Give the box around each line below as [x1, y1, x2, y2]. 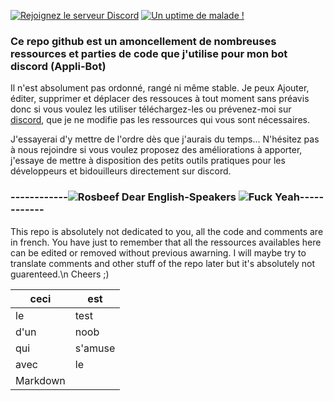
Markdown [15, 373, 66, 387]
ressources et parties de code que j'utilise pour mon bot [10, 46, 288, 60]
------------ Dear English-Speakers [10, 190, 237, 204]
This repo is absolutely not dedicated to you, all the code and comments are [10, 225, 324, 237]
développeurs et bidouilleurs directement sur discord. [10, 165, 232, 177]
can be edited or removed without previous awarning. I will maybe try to [10, 246, 307, 259]
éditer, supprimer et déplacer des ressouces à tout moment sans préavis [10, 93, 310, 105]
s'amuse [74, 341, 116, 355]
